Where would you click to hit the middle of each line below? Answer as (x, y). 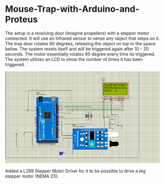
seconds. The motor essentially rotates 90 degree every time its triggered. (80, 54)
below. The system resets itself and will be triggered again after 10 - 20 (77, 49)
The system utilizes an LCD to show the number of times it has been (74, 59)
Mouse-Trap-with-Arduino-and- (72, 9)
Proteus (21, 19)
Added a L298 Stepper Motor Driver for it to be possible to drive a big (75, 171)
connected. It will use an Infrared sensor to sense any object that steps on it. (82, 38)
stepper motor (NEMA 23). (32, 176)
